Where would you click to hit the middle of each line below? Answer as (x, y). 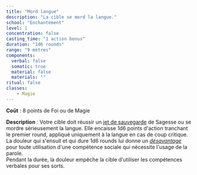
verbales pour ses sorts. (36, 166)
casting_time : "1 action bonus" (46, 39)
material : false (31, 72)
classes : (17, 88)
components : (21, 55)
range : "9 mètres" (29, 50)
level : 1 (17, 28)
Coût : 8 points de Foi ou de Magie (48, 110)
